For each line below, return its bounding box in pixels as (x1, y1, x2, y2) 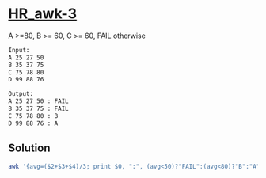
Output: (8, 90, 34, 98)
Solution (8, 142, 51, 155)
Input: (8, 46, 30, 54)
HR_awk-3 (8, 5, 78, 23)
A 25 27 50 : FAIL (8, 97, 69, 105)
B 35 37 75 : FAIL (8, 104, 69, 113)
